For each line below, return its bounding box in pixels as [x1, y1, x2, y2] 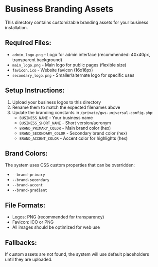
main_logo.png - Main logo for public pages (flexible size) [12, 62, 127, 67]
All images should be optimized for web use [12, 224, 100, 230]
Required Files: [5, 39, 52, 47]
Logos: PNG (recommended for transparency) [12, 214, 105, 220]
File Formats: [5, 201, 46, 209]
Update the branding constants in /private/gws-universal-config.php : [12, 109, 154, 115]
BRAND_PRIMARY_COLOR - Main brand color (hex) [19, 125, 111, 131]
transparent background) [12, 57, 62, 63]
